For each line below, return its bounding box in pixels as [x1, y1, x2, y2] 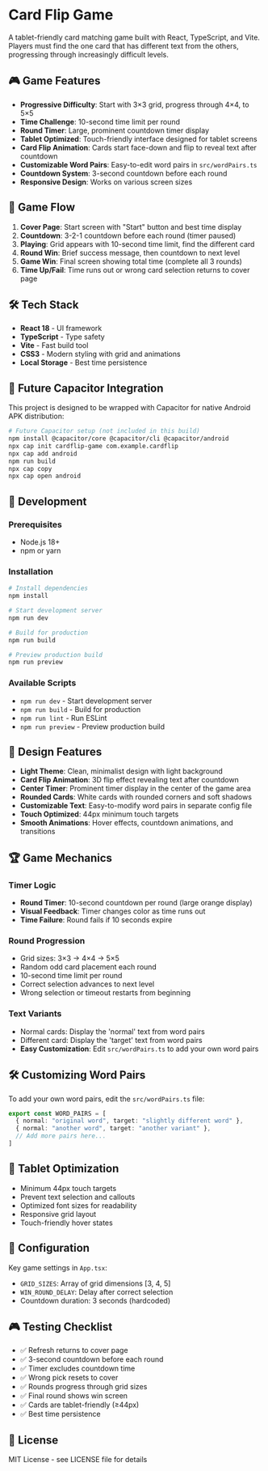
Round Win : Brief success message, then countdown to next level [19, 248, 241, 257]
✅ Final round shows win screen [19, 1391, 128, 1401]
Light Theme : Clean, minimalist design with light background [19, 766, 224, 776]
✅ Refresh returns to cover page [19, 1346, 128, 1355]
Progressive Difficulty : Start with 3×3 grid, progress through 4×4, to [19, 100, 249, 109]
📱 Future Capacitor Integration [8, 381, 164, 395]
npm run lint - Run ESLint [19, 713, 107, 723]
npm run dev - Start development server [19, 696, 153, 706]
